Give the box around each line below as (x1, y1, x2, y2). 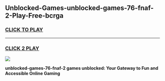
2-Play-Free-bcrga (5, 12, 64, 20)
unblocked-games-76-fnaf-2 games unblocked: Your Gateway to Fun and (5, 65, 159, 71)
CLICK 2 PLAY (5, 45, 39, 52)
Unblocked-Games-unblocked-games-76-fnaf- (5, 4, 154, 12)
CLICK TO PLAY (5, 27, 43, 33)
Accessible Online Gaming (5, 70, 60, 76)
